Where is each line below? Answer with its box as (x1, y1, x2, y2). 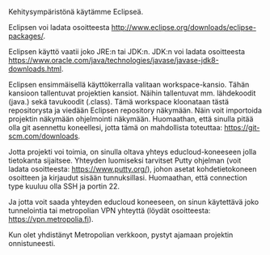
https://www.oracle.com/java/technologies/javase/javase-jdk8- (8, 56, 220, 65)
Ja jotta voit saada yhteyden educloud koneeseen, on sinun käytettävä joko (8, 198, 259, 206)
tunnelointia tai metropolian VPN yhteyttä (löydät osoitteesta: (8, 206, 211, 215)
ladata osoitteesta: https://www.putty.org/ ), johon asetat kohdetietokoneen (8, 164, 257, 173)
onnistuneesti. (8, 239, 56, 248)
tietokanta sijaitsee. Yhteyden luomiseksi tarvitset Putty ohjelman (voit (8, 155, 242, 165)
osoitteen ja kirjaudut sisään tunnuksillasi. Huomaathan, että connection (8, 173, 248, 182)
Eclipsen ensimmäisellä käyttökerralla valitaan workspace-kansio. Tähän (8, 80, 250, 89)
